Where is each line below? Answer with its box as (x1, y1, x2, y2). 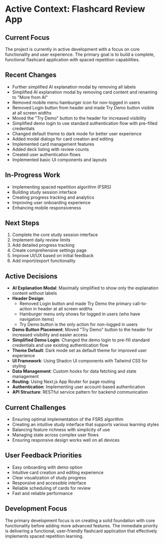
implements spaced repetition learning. (5, 533, 84, 539)
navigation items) (19, 316, 55, 322)
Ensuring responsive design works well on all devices (12, 437, 120, 443)
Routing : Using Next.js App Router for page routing (12, 378, 116, 385)
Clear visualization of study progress (12, 474, 86, 480)
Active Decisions (5, 272, 58, 280)
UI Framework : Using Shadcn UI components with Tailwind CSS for (12, 358, 148, 364)
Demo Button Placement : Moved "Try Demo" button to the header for (12, 327, 153, 332)
